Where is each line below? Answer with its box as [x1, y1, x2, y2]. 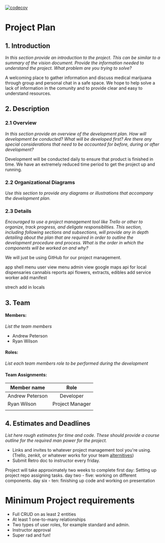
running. [5, 166, 22, 172]
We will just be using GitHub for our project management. [5, 255, 122, 261]
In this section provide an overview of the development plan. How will [5, 131, 147, 137]
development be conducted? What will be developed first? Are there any [5, 136, 152, 142]
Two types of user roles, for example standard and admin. [12, 522, 130, 528]
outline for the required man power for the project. [5, 437, 107, 444]
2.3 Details [5, 207, 32, 214]
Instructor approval [12, 527, 51, 533]
